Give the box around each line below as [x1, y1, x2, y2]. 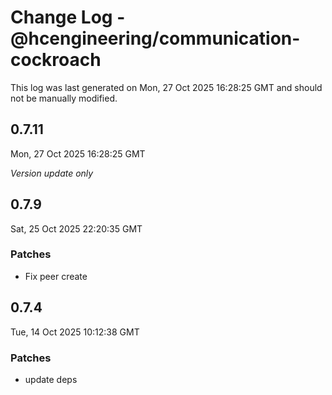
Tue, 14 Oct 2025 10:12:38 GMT [10, 326, 140, 338]
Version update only [10, 167, 94, 179]
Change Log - [10, 6, 126, 29]
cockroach [10, 49, 102, 71]
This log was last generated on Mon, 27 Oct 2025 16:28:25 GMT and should [10, 81, 323, 93]
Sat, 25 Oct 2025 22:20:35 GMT [10, 222, 143, 235]
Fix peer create [24, 270, 88, 282]
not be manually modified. [10, 92, 118, 104]
